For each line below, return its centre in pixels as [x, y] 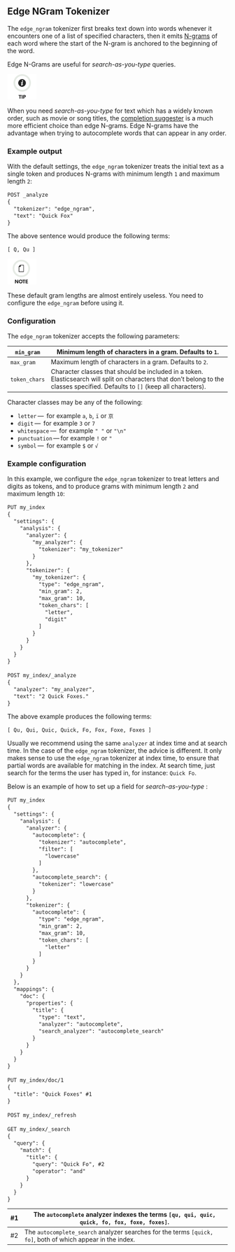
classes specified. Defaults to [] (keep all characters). [128, 387]
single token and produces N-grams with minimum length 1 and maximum [114, 174]
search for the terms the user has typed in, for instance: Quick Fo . [102, 773]
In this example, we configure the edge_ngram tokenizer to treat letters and [113, 479]
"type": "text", [62, 1017]
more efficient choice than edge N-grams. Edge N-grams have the [103, 125]
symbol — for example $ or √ [58, 445]
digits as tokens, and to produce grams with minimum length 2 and [103, 487]
